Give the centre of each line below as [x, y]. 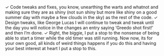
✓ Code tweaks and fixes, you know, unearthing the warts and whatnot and [82, 7]
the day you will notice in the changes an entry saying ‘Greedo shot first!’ [79, 28]
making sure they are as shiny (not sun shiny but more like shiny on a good [81, 12]
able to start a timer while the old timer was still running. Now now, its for [79, 38]
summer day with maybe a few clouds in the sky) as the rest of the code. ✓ [82, 17]
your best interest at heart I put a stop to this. [51, 48]
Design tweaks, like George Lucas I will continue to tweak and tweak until [80, 22]
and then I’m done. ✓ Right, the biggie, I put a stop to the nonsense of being [82, 33]
